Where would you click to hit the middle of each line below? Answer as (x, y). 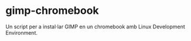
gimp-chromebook (52, 11)
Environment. (21, 32)
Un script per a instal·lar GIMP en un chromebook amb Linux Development (95, 27)
